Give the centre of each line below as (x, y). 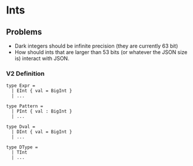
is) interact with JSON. (42, 58)
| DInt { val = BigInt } (42, 132)
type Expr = (21, 86)
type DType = (22, 147)
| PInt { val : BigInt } (42, 111)
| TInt (19, 153)
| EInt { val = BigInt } (42, 91)
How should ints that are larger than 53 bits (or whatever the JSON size (101, 52)
